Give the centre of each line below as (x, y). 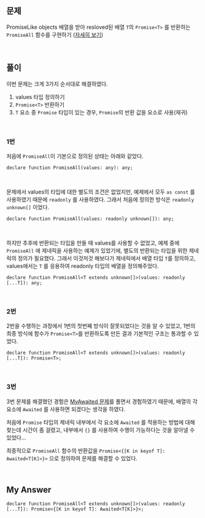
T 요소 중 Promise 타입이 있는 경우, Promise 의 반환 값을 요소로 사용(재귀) (102, 112)
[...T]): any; (25, 283)
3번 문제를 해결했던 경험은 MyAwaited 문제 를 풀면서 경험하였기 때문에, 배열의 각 (102, 401)
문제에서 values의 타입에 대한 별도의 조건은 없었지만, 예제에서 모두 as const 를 (101, 192)
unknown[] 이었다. (28, 207)
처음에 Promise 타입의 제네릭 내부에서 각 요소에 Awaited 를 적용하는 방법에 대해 (101, 422)
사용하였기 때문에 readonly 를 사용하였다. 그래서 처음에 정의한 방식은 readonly (100, 199)
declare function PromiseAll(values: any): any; (70, 168)
